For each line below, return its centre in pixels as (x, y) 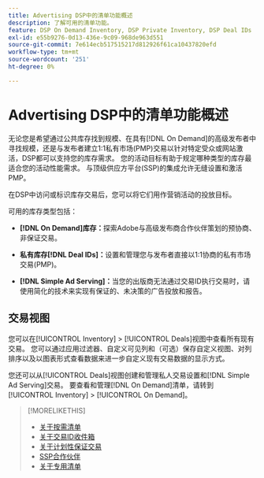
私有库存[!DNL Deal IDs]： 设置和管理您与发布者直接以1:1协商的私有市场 (135, 254)
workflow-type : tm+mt (44, 52)
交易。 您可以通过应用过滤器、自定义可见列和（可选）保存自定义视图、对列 (130, 348)
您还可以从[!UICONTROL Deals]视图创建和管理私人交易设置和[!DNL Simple (129, 375)
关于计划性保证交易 (71, 447)
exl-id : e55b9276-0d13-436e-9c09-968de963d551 (86, 37)
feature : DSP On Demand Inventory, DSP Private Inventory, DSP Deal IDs (130, 30)
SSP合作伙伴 (60, 456)
